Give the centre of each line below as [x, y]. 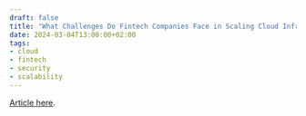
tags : [20, 43]
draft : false [34, 18]
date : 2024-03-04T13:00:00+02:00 [73, 34]
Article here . [33, 102]
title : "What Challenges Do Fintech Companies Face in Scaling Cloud [144, 26]
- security [30, 69]
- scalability [36, 77]
